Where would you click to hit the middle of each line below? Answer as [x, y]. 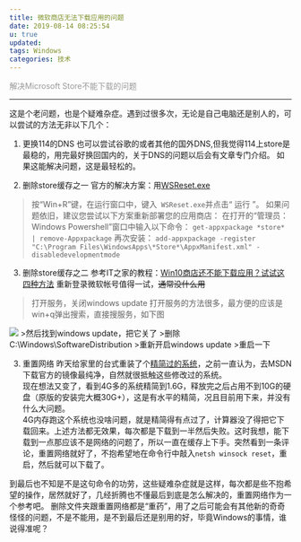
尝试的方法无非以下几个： [64, 125]
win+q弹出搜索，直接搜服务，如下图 [98, 314]
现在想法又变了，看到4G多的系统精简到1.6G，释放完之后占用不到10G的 [153, 386]
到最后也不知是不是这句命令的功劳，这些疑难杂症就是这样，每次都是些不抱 [146, 484]
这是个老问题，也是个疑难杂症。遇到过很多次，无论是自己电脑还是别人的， [146, 114]
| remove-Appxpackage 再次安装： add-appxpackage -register [143, 238]
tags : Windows [36, 51]
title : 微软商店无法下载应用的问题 [67, 17]
